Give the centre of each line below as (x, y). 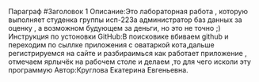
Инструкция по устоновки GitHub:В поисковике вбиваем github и (118, 36)
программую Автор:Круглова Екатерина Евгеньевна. (98, 70)
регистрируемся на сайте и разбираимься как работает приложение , (128, 53)
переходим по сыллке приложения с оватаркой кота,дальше (112, 45)
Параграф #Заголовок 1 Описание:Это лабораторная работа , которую (128, 11)
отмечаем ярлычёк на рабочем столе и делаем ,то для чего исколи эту (130, 61)
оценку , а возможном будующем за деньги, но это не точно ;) (114, 28)
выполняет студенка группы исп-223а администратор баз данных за (125, 20)
